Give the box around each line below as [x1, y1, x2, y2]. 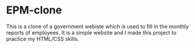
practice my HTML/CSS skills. [6, 35, 79, 42]
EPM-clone [6, 4, 62, 17]
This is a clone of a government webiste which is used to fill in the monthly [6, 23, 189, 30]
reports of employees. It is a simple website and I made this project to [6, 29, 177, 36]
